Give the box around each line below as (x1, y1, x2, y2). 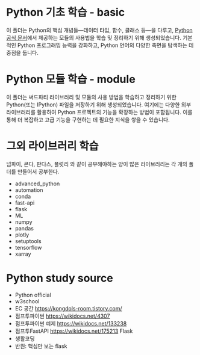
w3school (14, 297, 40, 304)
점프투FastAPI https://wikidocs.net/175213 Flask (14, 327, 133, 335)
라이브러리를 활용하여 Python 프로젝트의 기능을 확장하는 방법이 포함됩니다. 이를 (6, 108, 193, 116)
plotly (14, 231, 30, 238)
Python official (14, 291, 51, 298)
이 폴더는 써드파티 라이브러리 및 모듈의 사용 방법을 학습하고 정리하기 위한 (6, 93, 177, 100)
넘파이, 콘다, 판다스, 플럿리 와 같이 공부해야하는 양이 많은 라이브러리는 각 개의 (6, 160, 188, 167)
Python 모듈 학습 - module (6, 73, 136, 86)
